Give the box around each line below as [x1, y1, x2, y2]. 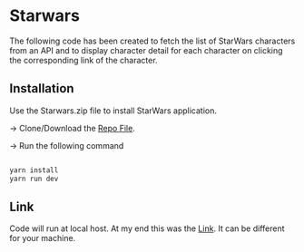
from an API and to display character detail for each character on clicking [9, 44, 283, 55]
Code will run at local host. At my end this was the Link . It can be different [9, 223, 285, 234]
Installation [9, 81, 74, 96]
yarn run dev [9, 174, 59, 183]
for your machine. [9, 233, 76, 244]
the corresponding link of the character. [9, 54, 158, 65]
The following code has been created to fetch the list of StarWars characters [9, 35, 296, 46]
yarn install [9, 165, 59, 175]
